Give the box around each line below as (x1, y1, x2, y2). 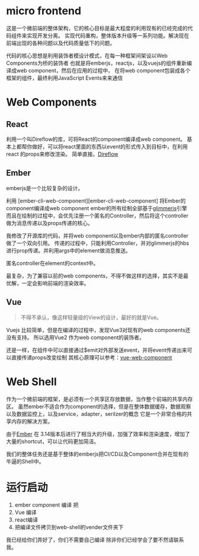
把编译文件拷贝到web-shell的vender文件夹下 (14, 524, 124, 531)
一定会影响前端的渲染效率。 (21, 279, 89, 286)
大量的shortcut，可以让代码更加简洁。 (6, 438, 99, 445)
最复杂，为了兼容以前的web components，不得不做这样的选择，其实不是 (6, 272, 184, 279)
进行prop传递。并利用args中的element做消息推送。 (6, 247, 131, 254)
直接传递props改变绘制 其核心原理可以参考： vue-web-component (11, 353, 172, 361)
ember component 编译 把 (14, 501, 79, 508)
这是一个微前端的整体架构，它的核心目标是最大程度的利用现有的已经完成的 (6, 24, 188, 31)
